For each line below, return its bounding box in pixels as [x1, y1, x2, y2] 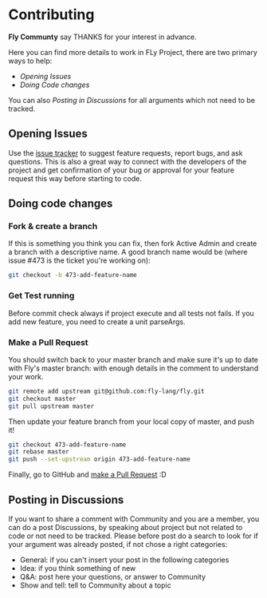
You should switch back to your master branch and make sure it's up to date [8, 354, 259, 364]
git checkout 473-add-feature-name [8, 441, 127, 449]
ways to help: [8, 56, 53, 65]
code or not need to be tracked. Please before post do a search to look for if [8, 531, 259, 541]
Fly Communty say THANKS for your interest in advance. [8, 32, 197, 42]
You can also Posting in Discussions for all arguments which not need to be [8, 95, 255, 105]
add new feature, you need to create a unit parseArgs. [8, 317, 186, 327]
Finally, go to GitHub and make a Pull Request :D [8, 469, 167, 480]
